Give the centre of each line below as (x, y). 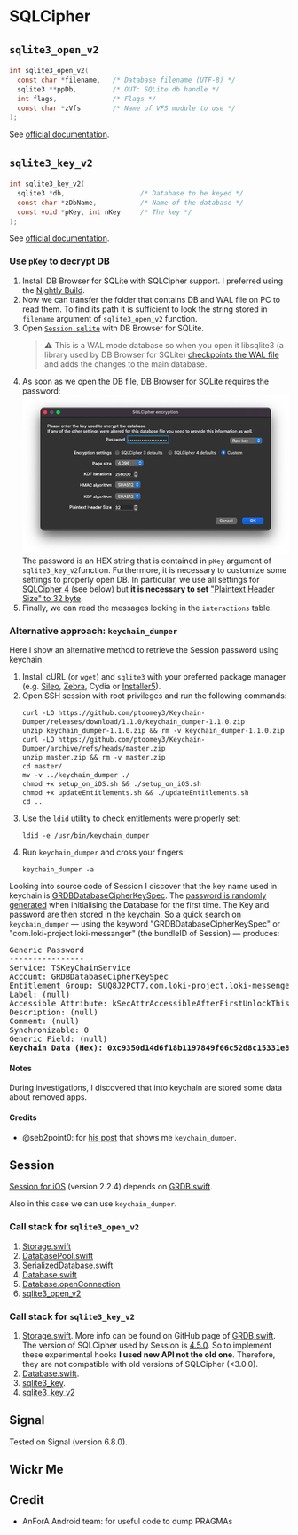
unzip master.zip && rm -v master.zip (94, 758)
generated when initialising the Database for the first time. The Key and (139, 905)
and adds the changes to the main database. (125, 364)
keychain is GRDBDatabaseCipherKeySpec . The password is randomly (138, 895)
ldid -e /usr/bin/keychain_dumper (86, 836)
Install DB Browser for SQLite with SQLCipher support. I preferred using (153, 281)
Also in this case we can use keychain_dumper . (93, 1204)
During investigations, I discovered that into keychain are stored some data (145, 1088)
